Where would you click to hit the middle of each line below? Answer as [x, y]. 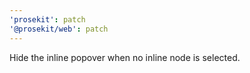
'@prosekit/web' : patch [59, 29]
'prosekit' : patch [47, 19]
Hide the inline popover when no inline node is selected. [125, 57]
